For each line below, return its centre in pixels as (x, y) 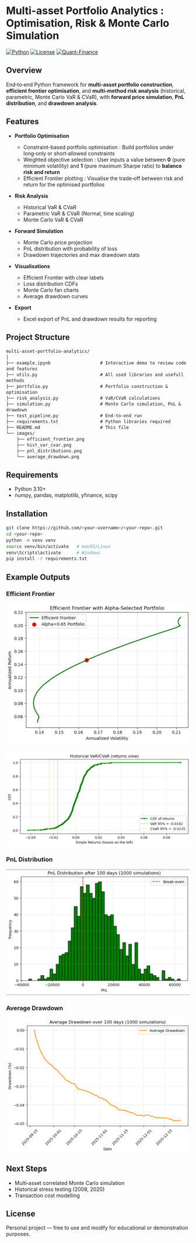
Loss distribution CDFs (50, 284)
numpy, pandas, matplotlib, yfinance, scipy (66, 495)
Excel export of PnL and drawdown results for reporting (90, 319)
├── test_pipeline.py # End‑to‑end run (74, 416)
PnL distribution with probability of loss (70, 248)
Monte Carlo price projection (58, 242)
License (21, 1214)
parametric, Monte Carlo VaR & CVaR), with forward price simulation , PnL (95, 97)
